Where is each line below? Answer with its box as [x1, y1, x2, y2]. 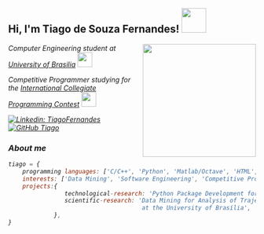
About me [8, 142, 47, 153]
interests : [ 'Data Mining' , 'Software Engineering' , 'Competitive [22, 174, 244, 183]
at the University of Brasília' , [141, 204, 251, 212]
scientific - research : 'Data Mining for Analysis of [64, 197, 237, 205]
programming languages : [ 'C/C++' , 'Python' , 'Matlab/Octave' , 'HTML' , [22, 167, 258, 175]
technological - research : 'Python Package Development [64, 189, 244, 197]
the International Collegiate [8, 83, 97, 93]
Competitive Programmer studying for [8, 75, 131, 84]
